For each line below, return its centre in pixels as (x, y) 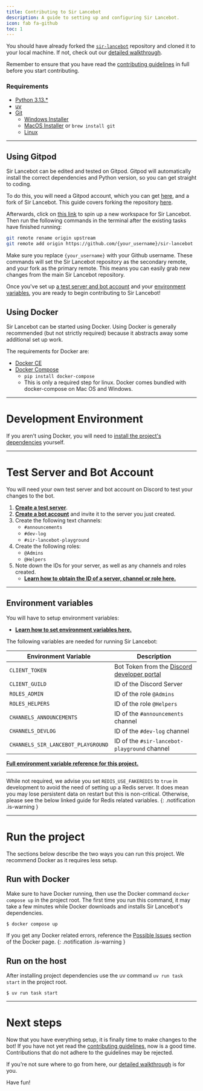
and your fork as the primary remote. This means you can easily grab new (98, 268)
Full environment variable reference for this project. (72, 763)
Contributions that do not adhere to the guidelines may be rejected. (90, 1053)
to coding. (19, 184)
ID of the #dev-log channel (151, 731)
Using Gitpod (31, 156)
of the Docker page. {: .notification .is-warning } (66, 942)
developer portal (137, 674)
